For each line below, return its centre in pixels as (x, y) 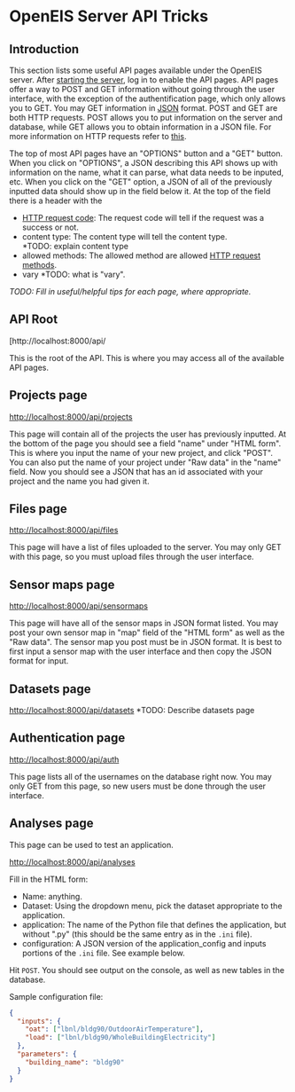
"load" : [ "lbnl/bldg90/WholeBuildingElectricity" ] (120, 1038)
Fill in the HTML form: (49, 879)
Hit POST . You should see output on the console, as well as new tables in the (147, 970)
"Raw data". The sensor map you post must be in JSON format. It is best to (145, 642)
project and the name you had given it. (79, 481)
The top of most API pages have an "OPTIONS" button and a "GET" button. (146, 153)
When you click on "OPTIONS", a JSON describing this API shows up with (144, 163)
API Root (34, 320)
